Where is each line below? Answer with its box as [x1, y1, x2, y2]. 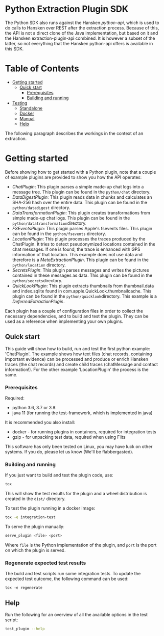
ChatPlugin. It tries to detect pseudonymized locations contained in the [12, 241, 156, 247]
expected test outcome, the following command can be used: [5, 576, 129, 582]
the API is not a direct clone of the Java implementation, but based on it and [5, 30, 158, 36]
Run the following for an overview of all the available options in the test [5, 611, 148, 617]
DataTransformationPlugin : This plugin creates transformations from [12, 210, 150, 215]
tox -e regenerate [5, 585, 43, 590]
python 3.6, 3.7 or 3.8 [12, 404, 56, 410]
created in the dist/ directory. [5, 496, 66, 502]
